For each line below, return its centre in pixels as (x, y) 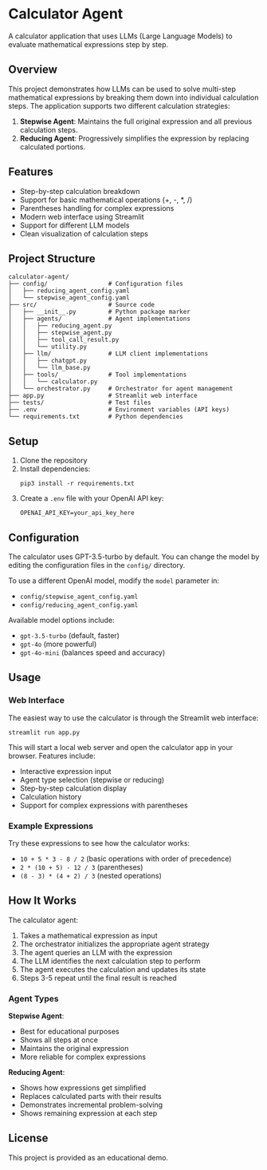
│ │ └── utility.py (48, 347)
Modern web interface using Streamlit (82, 216)
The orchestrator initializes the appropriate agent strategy (114, 944)
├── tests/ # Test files (80, 403)
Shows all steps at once (59, 1040)
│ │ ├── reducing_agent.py (60, 326)
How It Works (43, 900)
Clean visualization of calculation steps (84, 233)
